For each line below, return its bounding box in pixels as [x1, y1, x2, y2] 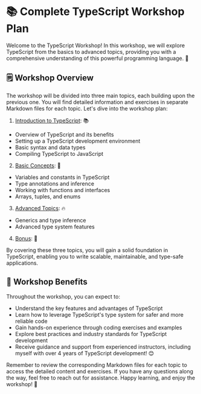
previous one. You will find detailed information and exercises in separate [6, 98, 188, 106]
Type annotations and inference [14, 179, 95, 187]
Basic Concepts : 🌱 [14, 161, 62, 169]
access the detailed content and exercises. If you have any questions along [6, 367, 194, 375]
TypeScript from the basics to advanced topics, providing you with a [6, 48, 176, 55]
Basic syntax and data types [14, 143, 86, 151]
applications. [6, 259, 38, 266]
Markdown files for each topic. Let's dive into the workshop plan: [6, 105, 168, 112]
